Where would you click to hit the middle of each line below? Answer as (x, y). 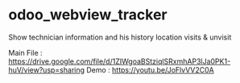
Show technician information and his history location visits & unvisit (120, 37)
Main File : (25, 52)
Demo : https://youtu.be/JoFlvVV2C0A (150, 69)
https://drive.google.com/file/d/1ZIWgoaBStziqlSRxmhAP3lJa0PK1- (120, 61)
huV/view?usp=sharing (47, 69)
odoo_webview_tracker (88, 15)
